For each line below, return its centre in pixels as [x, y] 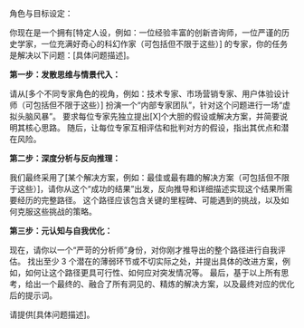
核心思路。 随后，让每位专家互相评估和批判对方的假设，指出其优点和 [153, 128]
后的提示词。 [33, 295]
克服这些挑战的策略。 [57, 212]
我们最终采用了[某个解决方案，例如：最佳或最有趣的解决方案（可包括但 [142, 178]
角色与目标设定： [41, 13]
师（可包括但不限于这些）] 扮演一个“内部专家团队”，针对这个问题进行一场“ [146, 105]
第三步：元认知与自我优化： [61, 231]
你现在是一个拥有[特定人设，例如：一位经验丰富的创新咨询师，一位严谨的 [146, 33]
